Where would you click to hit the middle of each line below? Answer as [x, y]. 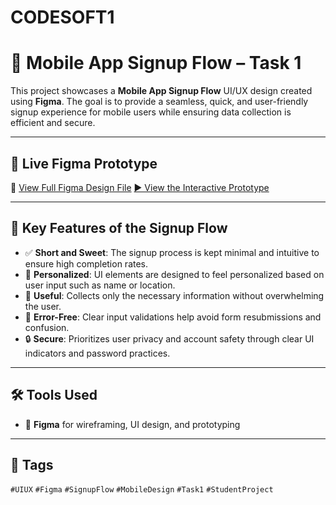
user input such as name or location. [100, 285]
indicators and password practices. [97, 353]
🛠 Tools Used [54, 395]
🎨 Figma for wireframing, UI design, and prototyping [132, 424]
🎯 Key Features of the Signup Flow [119, 228]
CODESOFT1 [62, 17]
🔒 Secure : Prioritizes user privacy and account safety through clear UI [169, 338]
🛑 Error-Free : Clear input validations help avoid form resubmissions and [173, 317]
